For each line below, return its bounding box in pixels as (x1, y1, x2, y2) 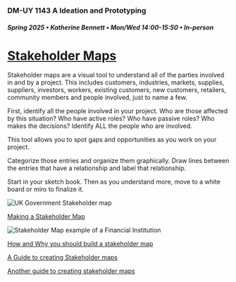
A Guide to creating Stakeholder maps (7, 253, 118, 262)
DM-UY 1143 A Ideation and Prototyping (7, 6, 147, 15)
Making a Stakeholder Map (7, 212, 86, 221)
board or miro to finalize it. (7, 185, 85, 193)
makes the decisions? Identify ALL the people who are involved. (7, 122, 192, 130)
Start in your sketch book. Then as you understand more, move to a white (7, 178, 221, 186)
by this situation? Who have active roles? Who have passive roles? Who (7, 115, 215, 123)
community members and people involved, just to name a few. (7, 94, 188, 102)
